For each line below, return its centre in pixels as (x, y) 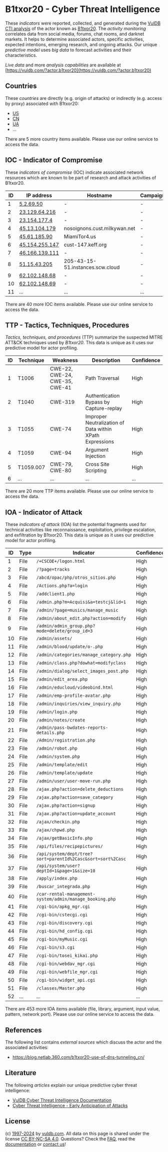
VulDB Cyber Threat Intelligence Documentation (62, 1100)
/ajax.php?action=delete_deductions (80, 789)
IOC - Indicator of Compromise (54, 160)
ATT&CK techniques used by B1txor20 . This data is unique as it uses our (79, 343)
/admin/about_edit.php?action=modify (81, 618)
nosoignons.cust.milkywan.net (99, 228)
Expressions (99, 442)
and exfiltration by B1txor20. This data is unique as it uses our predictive (79, 535)
